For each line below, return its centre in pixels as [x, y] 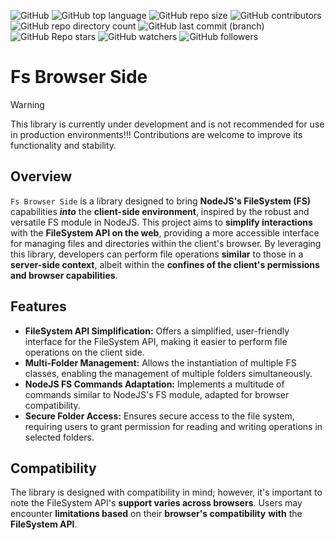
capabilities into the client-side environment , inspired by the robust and [160, 211]
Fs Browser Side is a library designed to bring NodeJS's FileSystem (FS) [161, 201]
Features [38, 306]
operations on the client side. [84, 352]
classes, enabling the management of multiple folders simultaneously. [168, 373]
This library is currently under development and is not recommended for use [167, 124]
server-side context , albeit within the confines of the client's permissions [165, 264]
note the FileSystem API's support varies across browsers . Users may [156, 503]
